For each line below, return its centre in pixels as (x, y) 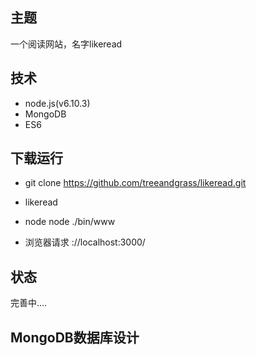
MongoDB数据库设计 (75, 337)
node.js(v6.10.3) (57, 103)
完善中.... (29, 303)
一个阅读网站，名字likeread (66, 44)
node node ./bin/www (70, 222)
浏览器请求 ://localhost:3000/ (85, 242)
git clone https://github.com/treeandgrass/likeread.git (135, 183)
